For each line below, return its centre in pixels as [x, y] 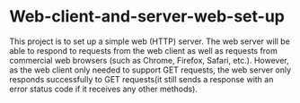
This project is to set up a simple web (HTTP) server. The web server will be [150, 41]
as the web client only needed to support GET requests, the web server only [150, 70]
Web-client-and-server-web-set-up [147, 17]
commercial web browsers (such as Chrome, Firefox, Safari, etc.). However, [149, 60]
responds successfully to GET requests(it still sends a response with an [141, 79]
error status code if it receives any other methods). [103, 89]
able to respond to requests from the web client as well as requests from [144, 50]
